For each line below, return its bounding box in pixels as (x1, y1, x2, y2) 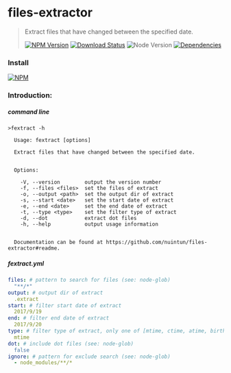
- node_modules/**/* (14, 359, 73, 366)
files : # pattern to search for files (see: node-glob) (8, 276, 171, 284)
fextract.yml (8, 259, 45, 267)
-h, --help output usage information (20, 221, 158, 228)
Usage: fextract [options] (14, 137, 91, 144)
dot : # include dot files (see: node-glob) (8, 340, 134, 347)
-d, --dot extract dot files (20, 215, 137, 222)
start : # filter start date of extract (8, 302, 122, 309)
